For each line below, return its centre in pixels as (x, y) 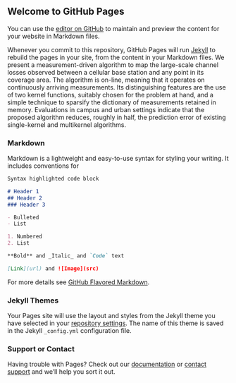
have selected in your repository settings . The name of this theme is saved (116, 323)
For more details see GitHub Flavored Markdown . (79, 282)
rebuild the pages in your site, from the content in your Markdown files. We (116, 57)
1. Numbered (25, 237)
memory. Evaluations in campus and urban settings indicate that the (106, 109)
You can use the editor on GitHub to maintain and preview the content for (113, 28)
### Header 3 (26, 205)
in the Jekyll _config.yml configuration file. (69, 331)
